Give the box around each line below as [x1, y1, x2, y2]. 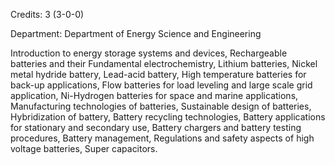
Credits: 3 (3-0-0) [10, 9, 85, 20]
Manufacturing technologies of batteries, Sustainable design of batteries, [10, 100, 312, 112]
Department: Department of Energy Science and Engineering [10, 28, 262, 39]
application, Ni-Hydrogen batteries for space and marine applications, [10, 90, 299, 101]
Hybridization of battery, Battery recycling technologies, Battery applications [10, 111, 326, 123]
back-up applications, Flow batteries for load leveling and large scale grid [10, 79, 313, 91]
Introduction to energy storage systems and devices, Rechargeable [10, 47, 288, 59]
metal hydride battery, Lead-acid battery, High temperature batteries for [10, 69, 307, 80]
